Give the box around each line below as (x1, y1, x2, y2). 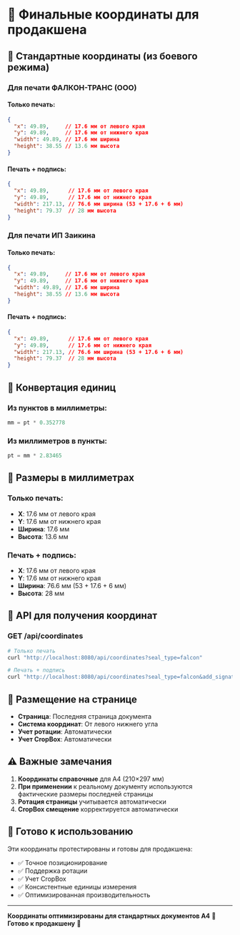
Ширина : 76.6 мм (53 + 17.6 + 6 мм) (17, 581, 127, 590)
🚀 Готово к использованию (7, 826, 134, 838)
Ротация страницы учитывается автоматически (17, 797, 166, 806)
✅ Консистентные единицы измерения (17, 882, 137, 891)
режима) (7, 61, 50, 74)
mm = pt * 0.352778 (7, 419, 66, 426)
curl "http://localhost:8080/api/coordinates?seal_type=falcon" (7, 654, 203, 661)
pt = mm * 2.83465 (7, 453, 62, 460)
